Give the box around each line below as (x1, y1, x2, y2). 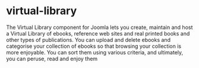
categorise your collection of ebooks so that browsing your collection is (6, 43, 182, 50)
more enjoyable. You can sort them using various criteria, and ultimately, (6, 48, 184, 56)
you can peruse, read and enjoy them (6, 55, 98, 62)
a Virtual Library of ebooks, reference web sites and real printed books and (6, 30, 190, 37)
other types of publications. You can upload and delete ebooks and (6, 36, 171, 43)
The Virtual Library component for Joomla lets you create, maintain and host (6, 24, 193, 31)
